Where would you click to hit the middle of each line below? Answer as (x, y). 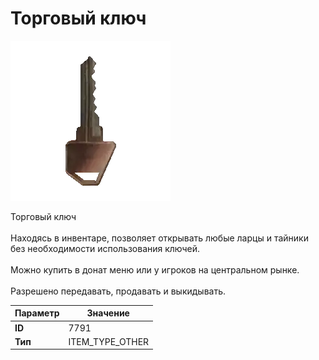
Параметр (37, 313)
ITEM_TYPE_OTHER (109, 341)
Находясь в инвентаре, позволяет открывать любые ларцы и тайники (159, 238)
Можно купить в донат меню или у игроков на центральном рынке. (155, 269)
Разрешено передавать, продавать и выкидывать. (118, 291)
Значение (108, 313)
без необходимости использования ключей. (105, 248)
